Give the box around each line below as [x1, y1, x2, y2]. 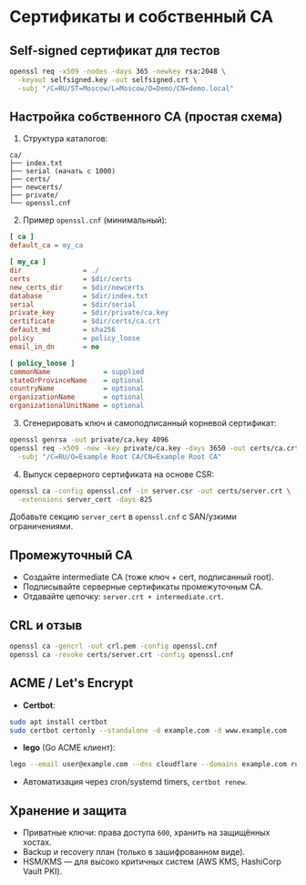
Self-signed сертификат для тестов [9, 43, 220, 58]
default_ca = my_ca [9, 241, 84, 250]
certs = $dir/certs [9, 274, 132, 284]
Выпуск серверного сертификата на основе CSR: [22, 468, 215, 480]
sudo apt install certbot [9, 717, 107, 726]
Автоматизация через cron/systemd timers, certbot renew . [22, 776, 248, 787]
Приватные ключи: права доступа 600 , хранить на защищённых [22, 828, 270, 838]
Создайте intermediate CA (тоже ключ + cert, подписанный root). [22, 572, 275, 583]
